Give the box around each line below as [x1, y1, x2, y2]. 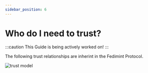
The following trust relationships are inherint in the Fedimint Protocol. [5, 53, 144, 59]
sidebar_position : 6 [5, 7, 47, 12]
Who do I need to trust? [5, 28, 101, 39]
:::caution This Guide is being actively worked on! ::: [5, 44, 109, 50]
